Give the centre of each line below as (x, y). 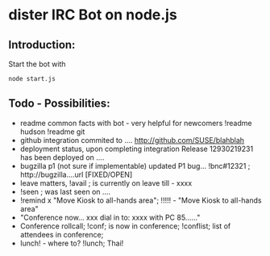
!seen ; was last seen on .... (65, 191)
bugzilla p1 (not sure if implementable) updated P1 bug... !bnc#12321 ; (135, 166)
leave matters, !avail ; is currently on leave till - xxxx (106, 183)
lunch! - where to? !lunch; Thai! (72, 243)
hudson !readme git (52, 132)
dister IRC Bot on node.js (93, 15)
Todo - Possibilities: (59, 104)
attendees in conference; (62, 234)
